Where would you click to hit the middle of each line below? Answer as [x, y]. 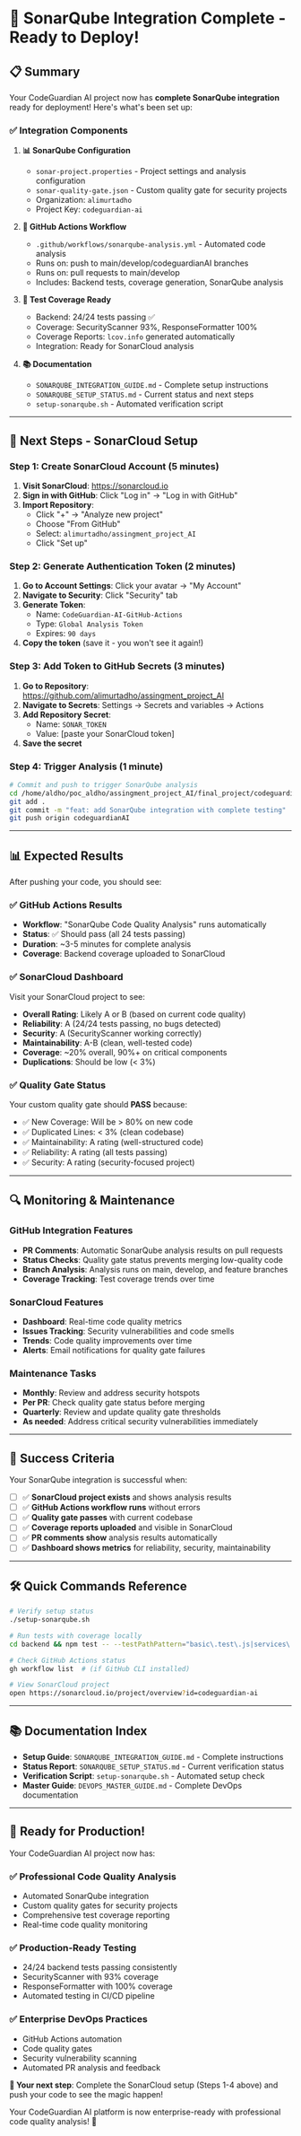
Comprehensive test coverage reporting [96, 1915]
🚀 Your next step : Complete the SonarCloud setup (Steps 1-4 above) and [144, 2085]
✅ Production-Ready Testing [73, 1948]
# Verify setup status [52, 1611]
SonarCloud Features [56, 1302]
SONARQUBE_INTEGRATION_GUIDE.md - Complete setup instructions [152, 385]
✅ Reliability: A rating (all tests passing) [95, 1151]
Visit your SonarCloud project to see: [77, 996]
